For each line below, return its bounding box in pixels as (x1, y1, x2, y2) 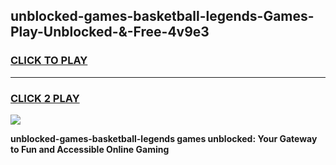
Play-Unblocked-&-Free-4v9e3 (10, 24, 210, 41)
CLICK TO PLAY (10, 54, 88, 68)
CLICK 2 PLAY (10, 91, 80, 105)
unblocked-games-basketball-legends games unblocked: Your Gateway (10, 132, 318, 144)
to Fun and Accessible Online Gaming (10, 143, 170, 155)
